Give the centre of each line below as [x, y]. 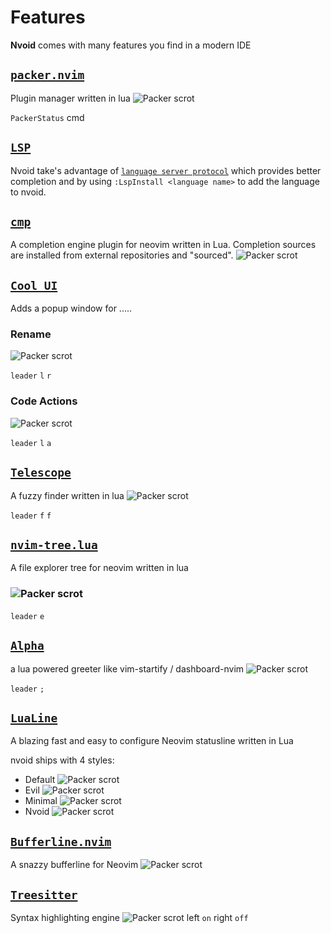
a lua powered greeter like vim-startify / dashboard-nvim [127, 668]
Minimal [41, 801]
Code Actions [44, 401]
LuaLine [34, 718]
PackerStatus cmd [47, 117]
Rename [31, 334]
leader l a [31, 443]
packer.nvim [47, 75]
